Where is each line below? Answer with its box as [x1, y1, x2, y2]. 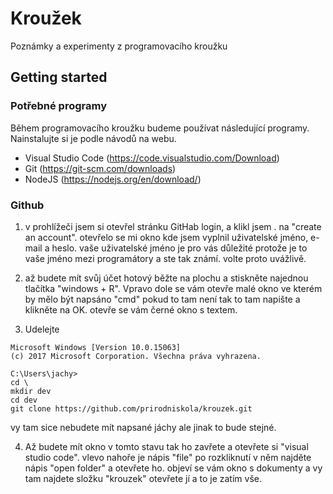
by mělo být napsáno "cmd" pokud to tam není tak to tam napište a [24, 293, 301, 305]
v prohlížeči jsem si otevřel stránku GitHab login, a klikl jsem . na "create [24, 220, 322, 232]
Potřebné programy [10, 99, 107, 113]
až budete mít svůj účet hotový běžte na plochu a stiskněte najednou [24, 272, 309, 284]
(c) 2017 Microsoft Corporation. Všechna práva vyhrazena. [10, 351, 262, 361]
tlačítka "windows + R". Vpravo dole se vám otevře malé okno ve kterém [24, 282, 323, 294]
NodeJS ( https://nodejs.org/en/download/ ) [24, 173, 202, 185]
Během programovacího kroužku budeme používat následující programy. [10, 122, 310, 134]
